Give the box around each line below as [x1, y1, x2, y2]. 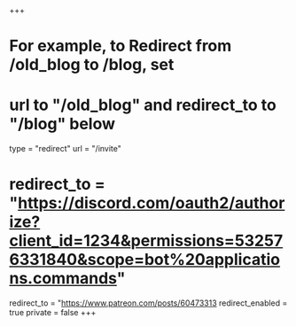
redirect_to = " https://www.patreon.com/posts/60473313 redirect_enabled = [9, 298, 288, 308]
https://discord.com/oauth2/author [17, 193, 285, 213]
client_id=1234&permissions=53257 [9, 231, 284, 251]
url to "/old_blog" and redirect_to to [9, 95, 277, 115]
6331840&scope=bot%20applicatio [9, 250, 281, 270]
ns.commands [9, 268, 118, 289]
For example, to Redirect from [9, 36, 232, 56]
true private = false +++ [9, 307, 97, 318]
